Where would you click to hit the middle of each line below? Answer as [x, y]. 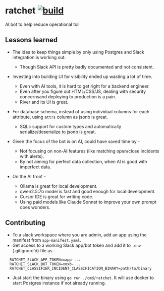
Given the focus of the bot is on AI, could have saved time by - [76, 141]
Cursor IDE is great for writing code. [56, 197]
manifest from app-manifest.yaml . [47, 240]
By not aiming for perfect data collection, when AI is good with [83, 161]
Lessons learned [31, 40]
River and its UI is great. [44, 102]
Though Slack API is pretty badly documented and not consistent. [87, 67]
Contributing [25, 223]
